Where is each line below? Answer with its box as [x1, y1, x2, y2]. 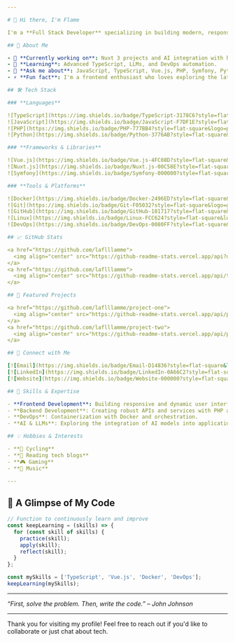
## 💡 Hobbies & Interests [7, 432, 83, 440]
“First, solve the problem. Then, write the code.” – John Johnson [7, 599, 194, 608]
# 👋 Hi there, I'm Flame [7, 16, 80, 23]
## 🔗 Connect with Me [7, 350, 71, 357]
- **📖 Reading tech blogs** [7, 451, 90, 459]
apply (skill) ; [20, 541, 61, 549]
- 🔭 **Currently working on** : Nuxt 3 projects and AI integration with [7, 54, 224, 62]
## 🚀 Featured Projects [7, 292, 77, 299]
